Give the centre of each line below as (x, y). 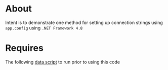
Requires (25, 48)
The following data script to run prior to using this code (63, 62)
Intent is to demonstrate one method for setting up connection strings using (84, 22)
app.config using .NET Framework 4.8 (44, 27)
